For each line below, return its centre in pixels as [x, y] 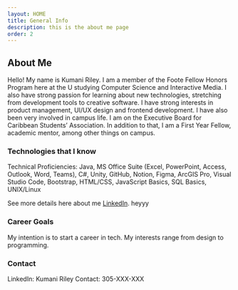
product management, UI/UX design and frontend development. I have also [118, 110]
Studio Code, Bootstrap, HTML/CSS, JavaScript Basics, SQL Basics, [107, 182]
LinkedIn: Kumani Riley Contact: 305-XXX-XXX [76, 279]
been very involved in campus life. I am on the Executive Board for [104, 118]
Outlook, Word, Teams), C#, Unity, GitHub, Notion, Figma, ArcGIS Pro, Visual [119, 175]
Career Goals [31, 222]
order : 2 [20, 34]
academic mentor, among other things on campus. [81, 133]
